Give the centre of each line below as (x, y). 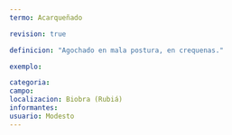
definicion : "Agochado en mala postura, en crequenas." (116, 50)
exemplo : (26, 67)
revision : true (38, 34)
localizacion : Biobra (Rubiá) (66, 100)
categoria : (30, 83)
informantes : (34, 108)
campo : (22, 91)
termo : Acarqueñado (46, 18)
